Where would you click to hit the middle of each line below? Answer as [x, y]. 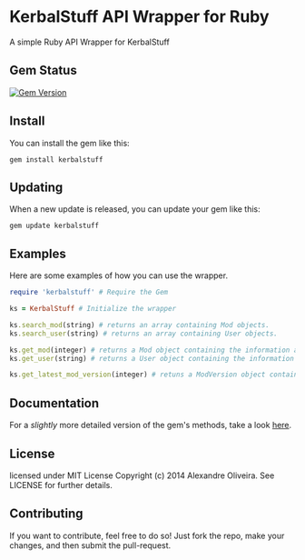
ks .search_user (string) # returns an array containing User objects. [144, 334]
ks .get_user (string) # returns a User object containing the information [152, 358]
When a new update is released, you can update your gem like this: [135, 209]
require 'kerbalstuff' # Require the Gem [89, 293]
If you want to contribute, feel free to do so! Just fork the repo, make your [147, 535]
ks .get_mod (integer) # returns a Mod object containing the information [150, 350]
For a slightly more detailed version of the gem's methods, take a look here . [151, 425]
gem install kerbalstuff [56, 160]
